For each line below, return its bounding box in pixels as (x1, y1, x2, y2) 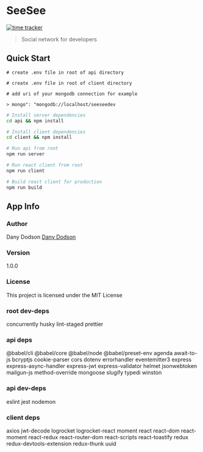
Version (6, 249, 30, 257)
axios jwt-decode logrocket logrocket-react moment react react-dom (6, 427, 180, 434)
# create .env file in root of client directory (6, 80, 132, 86)
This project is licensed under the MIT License (6, 291, 123, 298)
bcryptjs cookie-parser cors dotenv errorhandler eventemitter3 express (12, 356, 192, 363)
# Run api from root (6, 146, 59, 152)
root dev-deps (6, 306, 50, 315)
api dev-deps (6, 384, 47, 393)
